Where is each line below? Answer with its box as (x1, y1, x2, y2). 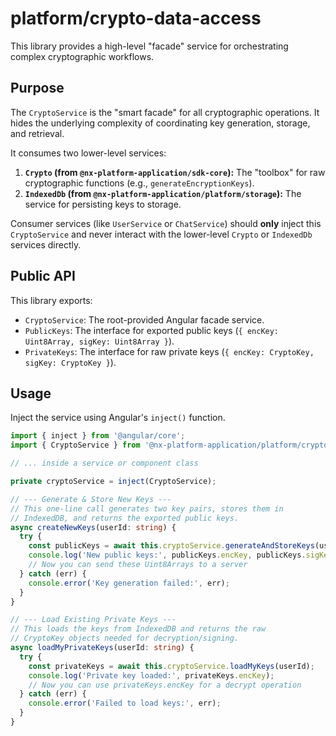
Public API (10, 268, 76, 285)
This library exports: (10, 294, 93, 306)
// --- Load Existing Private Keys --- (10, 615, 177, 625)
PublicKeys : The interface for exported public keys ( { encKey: (24, 324, 280, 336)
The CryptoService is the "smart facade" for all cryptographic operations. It (10, 106, 320, 118)
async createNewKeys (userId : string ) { (10, 522, 177, 532)
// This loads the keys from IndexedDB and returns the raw (10, 624, 267, 634)
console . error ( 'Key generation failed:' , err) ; (28, 578, 230, 588)
